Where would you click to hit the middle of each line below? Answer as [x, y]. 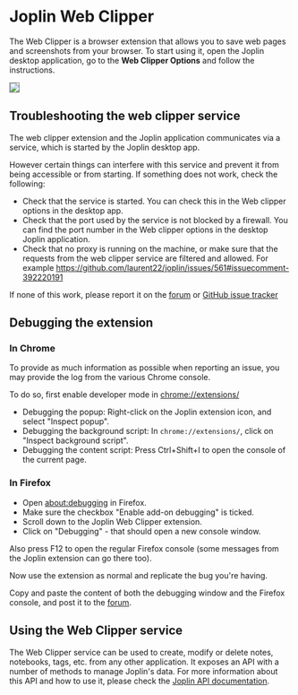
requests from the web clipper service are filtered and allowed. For [145, 258]
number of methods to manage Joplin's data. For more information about [144, 671]
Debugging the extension [81, 323]
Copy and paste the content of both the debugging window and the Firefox [147, 593]
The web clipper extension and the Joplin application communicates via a [145, 137]
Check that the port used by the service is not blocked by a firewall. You [155, 220]
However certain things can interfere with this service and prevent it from [144, 164]
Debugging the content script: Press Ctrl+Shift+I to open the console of [154, 450]
